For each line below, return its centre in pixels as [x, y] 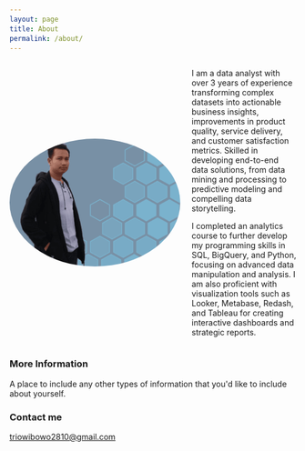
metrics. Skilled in [225, 151]
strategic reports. [224, 333]
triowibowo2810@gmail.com [63, 436]
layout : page [34, 19]
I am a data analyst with [236, 74]
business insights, [225, 112]
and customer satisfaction [240, 141]
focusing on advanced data [243, 265]
